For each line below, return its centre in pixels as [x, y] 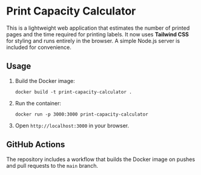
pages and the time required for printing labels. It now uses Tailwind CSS [97, 34]
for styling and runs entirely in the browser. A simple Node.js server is [93, 41]
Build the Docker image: [45, 81]
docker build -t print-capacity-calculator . [73, 92]
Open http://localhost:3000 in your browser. [72, 125]
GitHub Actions [36, 144]
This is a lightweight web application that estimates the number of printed [98, 28]
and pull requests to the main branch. [52, 165]
